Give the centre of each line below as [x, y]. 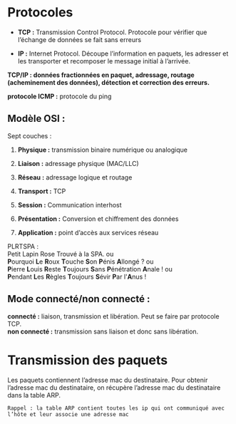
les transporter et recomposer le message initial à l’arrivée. [104, 61]
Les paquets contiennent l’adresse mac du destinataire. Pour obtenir [108, 380]
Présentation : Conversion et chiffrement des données [98, 219]
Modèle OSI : [36, 119]
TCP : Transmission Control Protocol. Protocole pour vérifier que [112, 32]
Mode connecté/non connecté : [79, 299]
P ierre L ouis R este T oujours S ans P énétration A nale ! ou [90, 269]
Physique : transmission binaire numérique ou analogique [102, 150]
